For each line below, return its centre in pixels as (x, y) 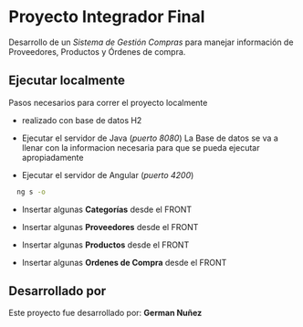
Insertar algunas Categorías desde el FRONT (107, 209)
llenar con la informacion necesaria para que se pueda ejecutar (141, 147)
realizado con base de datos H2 (82, 120)
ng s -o (31, 192)
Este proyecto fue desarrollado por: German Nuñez (105, 313)
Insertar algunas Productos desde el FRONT (105, 245)
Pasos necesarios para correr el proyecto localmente (108, 102)
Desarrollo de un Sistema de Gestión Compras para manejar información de (151, 42)
